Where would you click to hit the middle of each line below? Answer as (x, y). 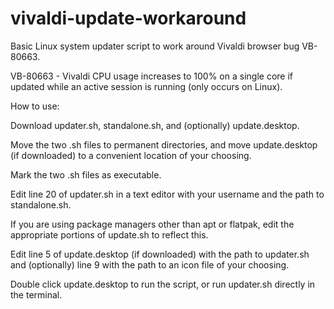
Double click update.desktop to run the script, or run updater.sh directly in (163, 284)
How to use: (35, 106)
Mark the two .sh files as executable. (86, 174)
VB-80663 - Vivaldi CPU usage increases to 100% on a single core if (152, 76)
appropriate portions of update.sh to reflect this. (109, 234)
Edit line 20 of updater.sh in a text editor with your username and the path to (167, 194)
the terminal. (36, 294)
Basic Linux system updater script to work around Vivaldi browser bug (155, 46)
